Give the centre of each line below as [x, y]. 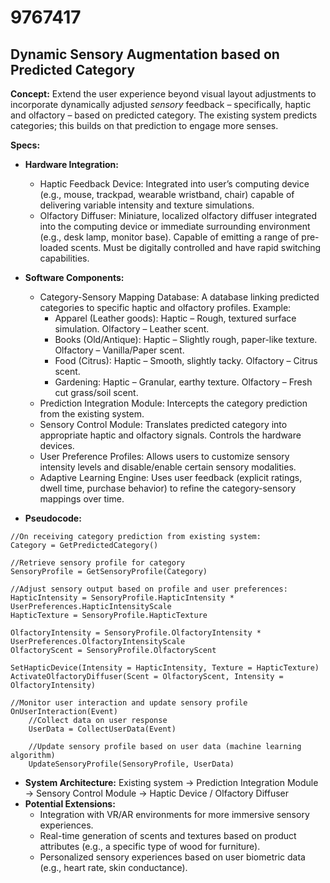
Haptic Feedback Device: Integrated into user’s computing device [174, 184]
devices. [57, 445]
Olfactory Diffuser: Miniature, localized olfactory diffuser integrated [178, 215]
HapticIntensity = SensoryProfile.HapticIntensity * [122, 598]
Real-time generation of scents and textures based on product [168, 835]
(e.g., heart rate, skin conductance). [113, 867]
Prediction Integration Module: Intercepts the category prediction [173, 403]
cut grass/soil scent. [96, 392]
